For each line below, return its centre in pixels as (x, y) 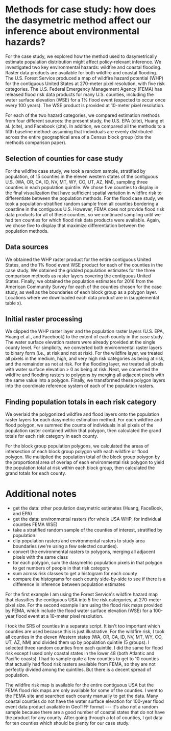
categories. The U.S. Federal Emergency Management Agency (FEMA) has (84, 89)
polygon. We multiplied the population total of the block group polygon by (83, 457)
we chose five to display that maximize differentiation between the (75, 225)
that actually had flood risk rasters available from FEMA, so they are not (80, 664)
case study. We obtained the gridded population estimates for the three (80, 270)
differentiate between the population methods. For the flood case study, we (84, 198)
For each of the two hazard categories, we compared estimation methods (82, 115)
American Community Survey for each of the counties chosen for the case (83, 287)
